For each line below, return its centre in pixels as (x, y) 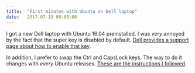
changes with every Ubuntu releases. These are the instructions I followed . (96, 63)
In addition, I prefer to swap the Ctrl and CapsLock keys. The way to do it (94, 57)
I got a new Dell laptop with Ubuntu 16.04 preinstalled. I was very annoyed (95, 33)
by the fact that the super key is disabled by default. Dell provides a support (97, 40)
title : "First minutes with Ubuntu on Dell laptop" (72, 11)
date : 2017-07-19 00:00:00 (42, 17)
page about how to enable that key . (49, 46)
